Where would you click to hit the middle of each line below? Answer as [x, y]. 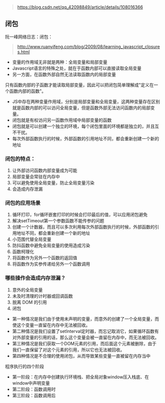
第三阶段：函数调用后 [34, 395]
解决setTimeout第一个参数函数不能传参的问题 [58, 221]
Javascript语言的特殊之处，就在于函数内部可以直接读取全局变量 [77, 68]
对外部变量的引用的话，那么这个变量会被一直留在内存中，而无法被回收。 [85, 337]
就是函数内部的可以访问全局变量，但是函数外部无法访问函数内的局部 [81, 108]
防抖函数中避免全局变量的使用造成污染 [51, 245]
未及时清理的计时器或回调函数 [42, 296]
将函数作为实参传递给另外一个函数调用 [51, 264]
